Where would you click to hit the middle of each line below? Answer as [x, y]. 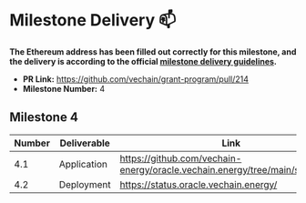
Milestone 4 [44, 117]
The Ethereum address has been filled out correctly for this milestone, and [153, 51]
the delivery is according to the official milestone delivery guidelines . [143, 61]
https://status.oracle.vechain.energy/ [199, 184]
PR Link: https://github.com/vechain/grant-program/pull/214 [135, 79]
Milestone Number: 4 [64, 88]
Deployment [85, 184]
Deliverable [85, 143]
